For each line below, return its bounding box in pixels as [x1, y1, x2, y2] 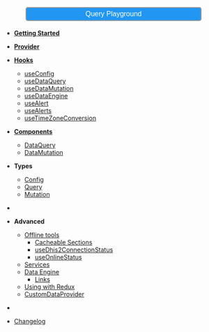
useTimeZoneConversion [24, 114, 96, 122]
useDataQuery [24, 77, 66, 85]
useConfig [24, 70, 54, 77]
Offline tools [24, 231, 60, 239]
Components [13, 128, 53, 135]
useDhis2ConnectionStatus [34, 246, 114, 254]
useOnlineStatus [34, 253, 82, 261]
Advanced [13, 218, 45, 225]
